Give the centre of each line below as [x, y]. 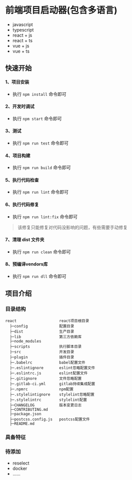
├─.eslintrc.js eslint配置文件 [49, 373]
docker [20, 468]
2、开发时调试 [20, 106]
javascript [23, 24]
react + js [22, 35]
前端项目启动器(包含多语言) [61, 10]
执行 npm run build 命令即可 [42, 168]
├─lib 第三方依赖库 [46, 337]
